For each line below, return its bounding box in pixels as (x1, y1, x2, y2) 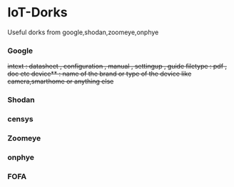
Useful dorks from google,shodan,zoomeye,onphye (7, 28, 159, 36)
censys (7, 114, 34, 124)
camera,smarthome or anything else (7, 77, 114, 86)
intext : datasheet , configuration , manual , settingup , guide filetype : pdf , (7, 62, 227, 71)
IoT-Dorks (7, 4, 68, 21)
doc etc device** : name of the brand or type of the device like (7, 69, 192, 79)
